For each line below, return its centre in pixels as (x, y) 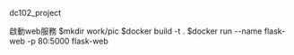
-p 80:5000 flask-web (68, 41)
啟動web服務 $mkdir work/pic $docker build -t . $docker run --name (136, 31)
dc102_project (35, 13)
